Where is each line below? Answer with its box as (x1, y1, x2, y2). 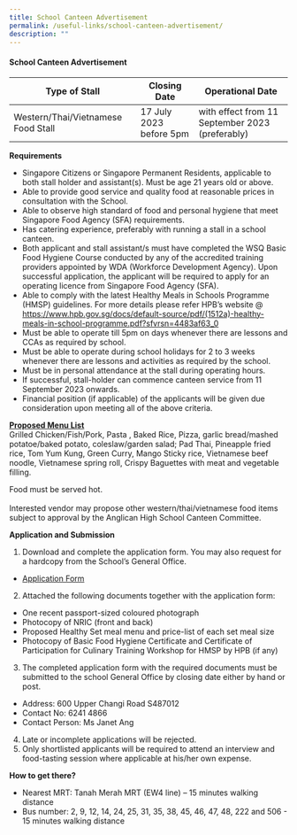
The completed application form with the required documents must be (21, 661, 278, 673)
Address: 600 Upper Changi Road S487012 (21, 698, 179, 708)
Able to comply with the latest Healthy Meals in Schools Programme (21, 290, 270, 300)
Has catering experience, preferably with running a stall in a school (21, 223, 267, 235)
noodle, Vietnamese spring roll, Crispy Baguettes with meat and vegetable (9, 457, 280, 468)
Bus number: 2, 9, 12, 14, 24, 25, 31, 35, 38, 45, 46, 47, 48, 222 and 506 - (21, 806, 287, 816)
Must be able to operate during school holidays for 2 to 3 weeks (21, 346, 255, 357)
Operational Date (204, 85, 278, 97)
